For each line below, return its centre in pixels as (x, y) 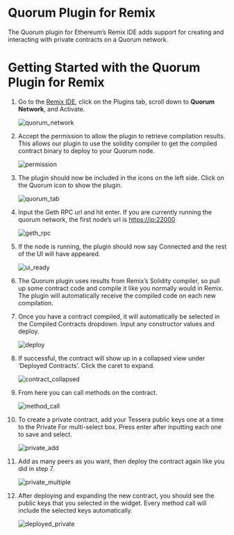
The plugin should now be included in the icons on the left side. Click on (121, 177)
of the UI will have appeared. (59, 254)
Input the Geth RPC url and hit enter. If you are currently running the (115, 212)
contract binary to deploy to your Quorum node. (86, 150)
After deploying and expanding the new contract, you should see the (116, 495)
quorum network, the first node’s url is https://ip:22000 (97, 219)
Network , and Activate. (51, 109)
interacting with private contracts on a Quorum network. (88, 39)
